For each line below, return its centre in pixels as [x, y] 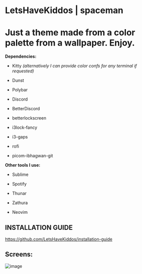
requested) [23, 71]
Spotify [19, 184]
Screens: [19, 254]
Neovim [20, 212]
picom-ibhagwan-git [32, 156]
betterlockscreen [29, 118]
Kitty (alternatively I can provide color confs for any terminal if [74, 66]
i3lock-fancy [24, 128]
